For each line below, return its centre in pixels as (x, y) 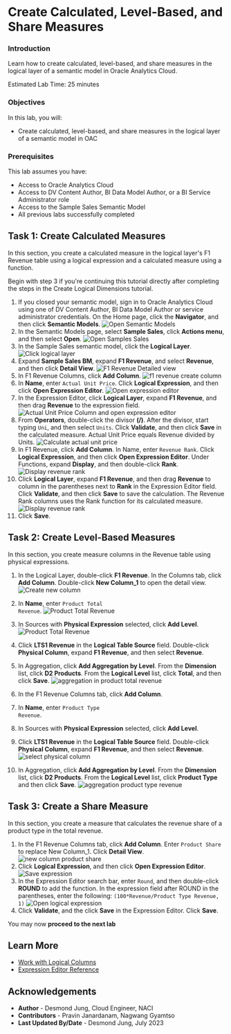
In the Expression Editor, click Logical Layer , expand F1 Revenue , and (117, 398)
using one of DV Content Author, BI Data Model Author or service (110, 309)
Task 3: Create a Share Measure (78, 807)
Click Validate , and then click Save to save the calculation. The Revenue (121, 493)
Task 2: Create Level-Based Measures (92, 537)
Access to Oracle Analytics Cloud (65, 185)
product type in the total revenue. (55, 831)
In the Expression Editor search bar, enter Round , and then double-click (118, 881)
